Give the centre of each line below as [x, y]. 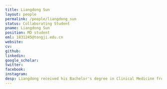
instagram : [16, 74]
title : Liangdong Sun [28, 10]
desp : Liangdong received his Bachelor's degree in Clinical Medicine [80, 79]
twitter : [14, 65]
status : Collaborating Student [38, 23]
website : [14, 42]
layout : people [21, 14]
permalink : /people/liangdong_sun [41, 19]
